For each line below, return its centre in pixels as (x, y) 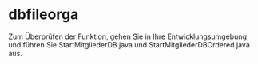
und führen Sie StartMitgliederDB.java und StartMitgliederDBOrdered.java (129, 44)
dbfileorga (44, 15)
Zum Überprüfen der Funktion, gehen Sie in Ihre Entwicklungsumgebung (128, 36)
